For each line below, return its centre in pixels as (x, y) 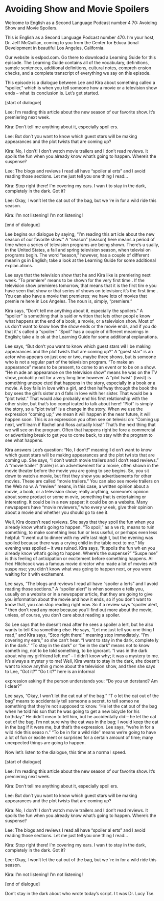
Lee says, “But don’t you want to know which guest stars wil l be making (78, 346)
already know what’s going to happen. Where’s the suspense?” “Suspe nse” (82, 553)
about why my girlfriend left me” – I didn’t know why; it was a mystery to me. (82, 656)
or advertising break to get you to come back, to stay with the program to (79, 435)
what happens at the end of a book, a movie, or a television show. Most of (80, 321)
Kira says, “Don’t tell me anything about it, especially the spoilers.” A (74, 310)
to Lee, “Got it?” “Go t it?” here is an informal (50, 671)
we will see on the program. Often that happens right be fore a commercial (80, 430)
